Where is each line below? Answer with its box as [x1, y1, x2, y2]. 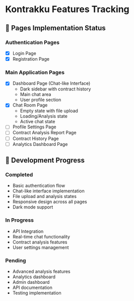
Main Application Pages [5, 69, 64, 76]
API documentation [12, 284, 53, 290]
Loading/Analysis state [20, 113, 68, 119]
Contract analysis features [12, 239, 68, 245]
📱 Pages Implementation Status [5, 24, 106, 32]
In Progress [5, 217, 34, 224]
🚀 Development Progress [5, 156, 85, 165]
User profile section [20, 97, 61, 103]
